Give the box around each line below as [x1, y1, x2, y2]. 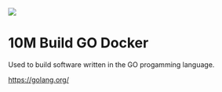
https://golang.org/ [8, 75, 69, 84]
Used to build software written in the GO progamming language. [8, 59, 215, 69]
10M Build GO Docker [8, 34, 149, 52]
